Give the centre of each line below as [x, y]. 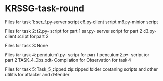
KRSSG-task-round [45, 8]
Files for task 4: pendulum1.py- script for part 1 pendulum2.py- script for [77, 55]
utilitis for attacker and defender [37, 74]
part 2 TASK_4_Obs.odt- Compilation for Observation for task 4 [68, 60]
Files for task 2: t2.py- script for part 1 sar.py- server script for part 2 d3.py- [81, 31]
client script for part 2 [27, 36]
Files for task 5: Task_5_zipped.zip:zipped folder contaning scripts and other [81, 69]
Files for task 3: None [27, 45]
